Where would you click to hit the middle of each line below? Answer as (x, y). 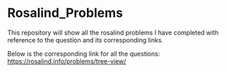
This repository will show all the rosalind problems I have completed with (113, 32)
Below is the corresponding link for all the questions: (84, 54)
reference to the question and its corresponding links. (85, 40)
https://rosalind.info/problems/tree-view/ (67, 61)
